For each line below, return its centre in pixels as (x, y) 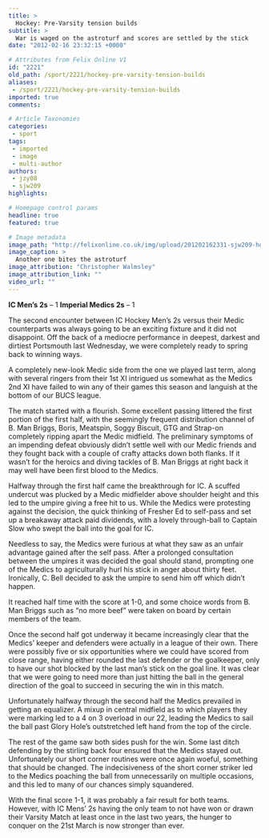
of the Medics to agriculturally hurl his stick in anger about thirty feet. (122, 569)
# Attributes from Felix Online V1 (68, 60)
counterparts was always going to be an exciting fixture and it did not (122, 328)
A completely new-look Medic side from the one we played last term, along (132, 370)
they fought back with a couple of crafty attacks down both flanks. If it (124, 453)
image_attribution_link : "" (55, 275)
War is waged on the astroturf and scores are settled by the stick (132, 38)
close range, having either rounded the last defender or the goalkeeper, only (134, 660)
